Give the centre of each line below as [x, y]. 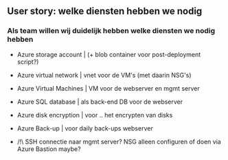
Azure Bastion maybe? [49, 149]
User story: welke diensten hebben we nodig [105, 11]
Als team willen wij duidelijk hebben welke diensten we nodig [111, 31]
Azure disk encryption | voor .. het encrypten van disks [95, 115]
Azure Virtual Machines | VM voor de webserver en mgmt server [109, 88]
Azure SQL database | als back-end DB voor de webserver [100, 102]
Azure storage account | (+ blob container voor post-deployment [109, 54]
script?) [28, 62]
